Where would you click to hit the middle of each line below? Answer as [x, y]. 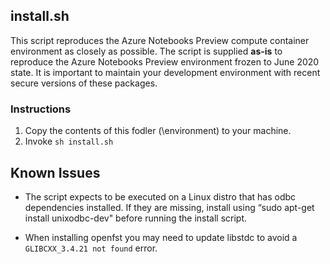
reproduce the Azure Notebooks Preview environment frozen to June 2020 [165, 61]
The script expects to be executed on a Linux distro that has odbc [160, 196]
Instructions [41, 109]
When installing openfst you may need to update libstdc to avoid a [161, 237]
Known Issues [55, 172]
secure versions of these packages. [84, 83]
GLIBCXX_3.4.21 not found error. [91, 248]
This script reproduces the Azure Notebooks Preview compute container [160, 40]
